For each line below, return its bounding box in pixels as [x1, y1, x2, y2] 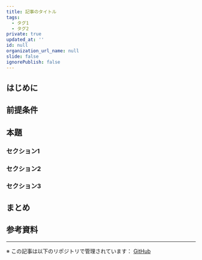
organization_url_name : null [6, 48, 79, 54]
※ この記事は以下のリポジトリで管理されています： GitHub [6, 247, 151, 255]
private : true [6, 31, 42, 37]
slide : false [6, 53, 39, 59]
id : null [6, 43, 28, 49]
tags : [6, 14, 20, 20]
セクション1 [6, 147, 40, 155]
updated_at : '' [6, 37, 44, 43]
